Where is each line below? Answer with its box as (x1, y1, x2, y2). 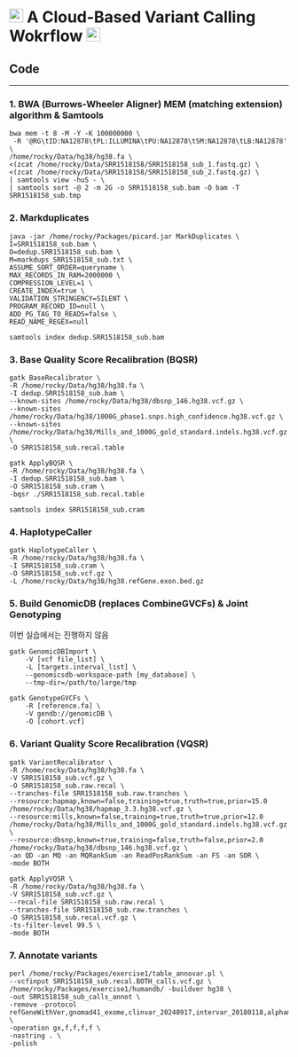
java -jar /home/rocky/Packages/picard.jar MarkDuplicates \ (9, 231, 240, 241)
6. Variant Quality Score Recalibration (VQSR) (9, 738, 209, 750)
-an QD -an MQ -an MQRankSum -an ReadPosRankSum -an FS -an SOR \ (9, 850, 260, 860)
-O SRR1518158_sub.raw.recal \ (9, 781, 125, 790)
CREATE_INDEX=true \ (9, 286, 86, 295)
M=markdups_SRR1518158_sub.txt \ (9, 255, 133, 264)
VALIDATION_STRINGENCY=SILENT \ (9, 294, 129, 303)
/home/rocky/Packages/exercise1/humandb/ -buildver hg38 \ (9, 985, 232, 994)
